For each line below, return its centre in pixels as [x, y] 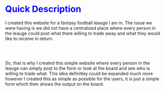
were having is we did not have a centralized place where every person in [81, 28]
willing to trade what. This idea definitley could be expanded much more [79, 73]
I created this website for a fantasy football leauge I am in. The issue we [79, 23]
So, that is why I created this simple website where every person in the [78, 63]
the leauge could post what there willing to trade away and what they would [83, 33]
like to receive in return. [29, 39]
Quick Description [43, 9]
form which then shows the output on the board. [55, 84]
